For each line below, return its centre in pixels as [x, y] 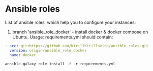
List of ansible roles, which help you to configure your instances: [71, 22]
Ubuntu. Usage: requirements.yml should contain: [62, 37]
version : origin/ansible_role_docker [48, 50]
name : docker [23, 55]
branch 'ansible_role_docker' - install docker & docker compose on [80, 32]
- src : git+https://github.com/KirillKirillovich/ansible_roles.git [77, 46]
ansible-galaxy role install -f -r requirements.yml [60, 64]
